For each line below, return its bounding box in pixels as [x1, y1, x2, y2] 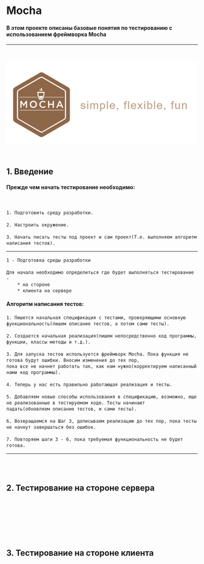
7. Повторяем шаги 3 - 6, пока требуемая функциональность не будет [6, 436, 183, 442]
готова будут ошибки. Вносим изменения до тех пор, [6, 357, 140, 363]
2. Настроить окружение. [6, 221, 69, 228]
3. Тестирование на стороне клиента [6, 548, 154, 558]
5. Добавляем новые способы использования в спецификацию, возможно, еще [6, 394, 197, 400]
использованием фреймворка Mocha [6, 30, 107, 38]
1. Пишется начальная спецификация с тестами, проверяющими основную [6, 315, 186, 321]
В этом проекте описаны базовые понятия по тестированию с [6, 24, 172, 31]
